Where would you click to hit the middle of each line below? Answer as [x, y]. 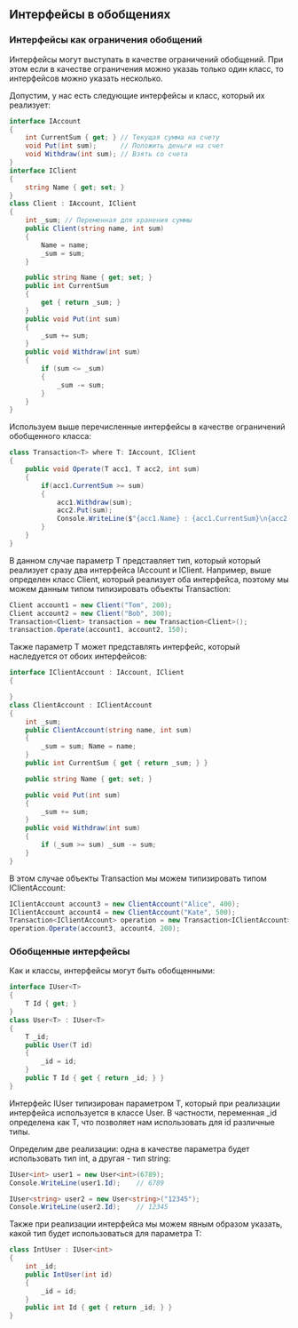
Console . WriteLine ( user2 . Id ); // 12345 [89, 1207]
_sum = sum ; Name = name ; [89, 747]
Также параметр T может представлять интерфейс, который [125, 647]
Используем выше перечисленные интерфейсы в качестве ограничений [147, 427]
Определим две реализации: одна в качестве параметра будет [129, 1148]
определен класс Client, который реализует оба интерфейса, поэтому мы [149, 579]
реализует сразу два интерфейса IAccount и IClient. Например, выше [141, 570]
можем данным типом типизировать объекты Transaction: [120, 588]
